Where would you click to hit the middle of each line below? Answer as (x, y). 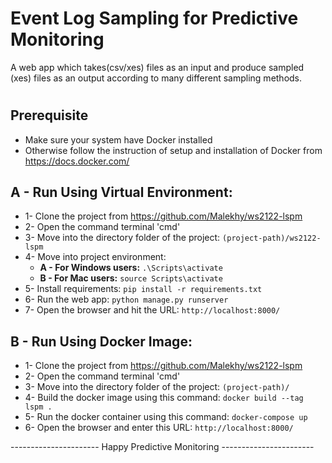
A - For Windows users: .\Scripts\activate (131, 268)
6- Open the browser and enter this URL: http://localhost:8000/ (159, 428)
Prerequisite (49, 115)
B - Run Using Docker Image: (101, 341)
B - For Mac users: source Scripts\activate (131, 278)
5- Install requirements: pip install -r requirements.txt (143, 289)
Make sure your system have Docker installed (118, 139)
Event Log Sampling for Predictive (154, 18)
